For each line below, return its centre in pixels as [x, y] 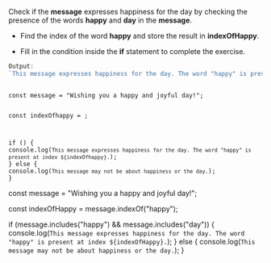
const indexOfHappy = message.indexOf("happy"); [94, 208]
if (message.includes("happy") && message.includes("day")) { [112, 224]
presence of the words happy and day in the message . [100, 20]
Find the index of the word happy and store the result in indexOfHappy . [140, 36]
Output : [21, 66]
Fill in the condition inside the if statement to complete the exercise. [133, 51]
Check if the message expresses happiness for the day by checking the [128, 12]
